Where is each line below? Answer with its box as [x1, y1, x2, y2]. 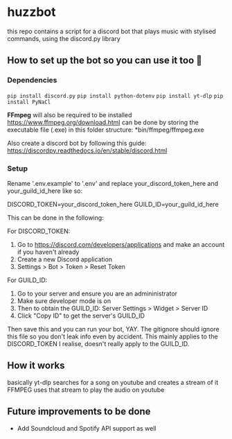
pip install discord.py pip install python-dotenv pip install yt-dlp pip [7, 92, 224, 99]
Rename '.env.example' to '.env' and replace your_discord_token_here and [7, 179, 219, 187]
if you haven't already [17, 248, 80, 256]
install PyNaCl [7, 98, 51, 105]
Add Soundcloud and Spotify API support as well [17, 424, 157, 432]
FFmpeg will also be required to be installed [7, 110, 132, 119]
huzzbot [7, 4, 57, 20]
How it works [7, 360, 65, 372]
